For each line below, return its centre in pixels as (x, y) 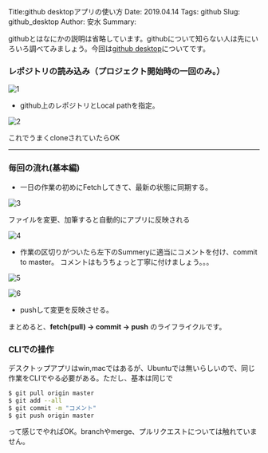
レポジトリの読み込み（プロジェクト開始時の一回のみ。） (116, 71)
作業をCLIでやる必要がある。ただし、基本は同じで (91, 378)
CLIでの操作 (31, 349)
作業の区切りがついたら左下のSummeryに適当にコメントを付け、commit (138, 252)
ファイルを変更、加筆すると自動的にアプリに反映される (99, 219)
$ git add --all (35, 400)
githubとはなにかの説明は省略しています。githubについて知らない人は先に (130, 39)
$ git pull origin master (51, 393)
